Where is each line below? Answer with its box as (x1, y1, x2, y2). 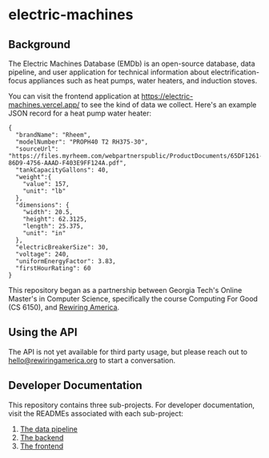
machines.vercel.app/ (8, 100, 80, 109)
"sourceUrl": (15, 145, 59, 153)
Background (8, 38, 70, 51)
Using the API (8, 326, 78, 339)
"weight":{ (15, 173, 52, 181)
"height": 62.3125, (22, 215, 88, 223)
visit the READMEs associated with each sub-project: (8, 408, 184, 418)
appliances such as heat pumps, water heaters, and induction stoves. (28, 76, 258, 85)
